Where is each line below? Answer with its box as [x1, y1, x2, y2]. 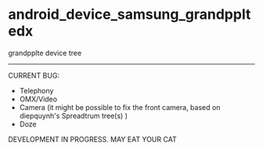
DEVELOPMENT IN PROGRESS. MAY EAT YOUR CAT [8, 134, 178, 144]
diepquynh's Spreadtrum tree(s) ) [19, 111, 128, 120]
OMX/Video [19, 94, 57, 104]
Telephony [19, 86, 54, 95]
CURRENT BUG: [8, 71, 60, 80]
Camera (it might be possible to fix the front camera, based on [19, 102, 221, 112]
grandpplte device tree [8, 48, 82, 57]
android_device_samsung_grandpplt [8, 5, 251, 24]
